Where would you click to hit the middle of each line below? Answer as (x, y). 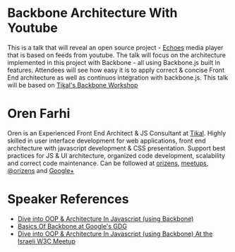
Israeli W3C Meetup (46, 241)
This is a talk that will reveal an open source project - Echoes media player (115, 47)
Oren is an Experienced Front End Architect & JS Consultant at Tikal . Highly (117, 133)
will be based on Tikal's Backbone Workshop (73, 85)
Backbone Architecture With (92, 13)
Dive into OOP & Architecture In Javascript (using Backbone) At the (115, 234)
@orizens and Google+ (41, 170)
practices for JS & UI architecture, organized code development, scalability (116, 155)
